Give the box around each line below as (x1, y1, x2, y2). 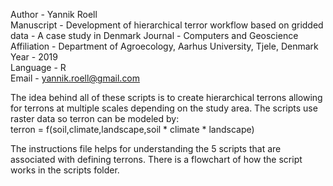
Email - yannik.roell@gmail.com (10, 72, 141, 84)
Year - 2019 (10, 51, 58, 63)
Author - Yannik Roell (10, 9, 98, 20)
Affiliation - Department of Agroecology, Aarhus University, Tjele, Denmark (10, 40, 319, 52)
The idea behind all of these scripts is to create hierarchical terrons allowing (10, 92, 323, 103)
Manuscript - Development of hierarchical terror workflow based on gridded (10, 19, 324, 31)
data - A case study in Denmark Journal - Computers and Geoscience (10, 30, 299, 41)
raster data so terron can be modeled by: (10, 113, 180, 124)
